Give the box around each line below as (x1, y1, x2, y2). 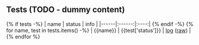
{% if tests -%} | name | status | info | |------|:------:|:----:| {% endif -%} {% (6, 20, 194, 27)
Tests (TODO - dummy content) (6, 5, 125, 15)
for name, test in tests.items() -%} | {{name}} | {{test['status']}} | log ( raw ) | (6, 27, 191, 34)
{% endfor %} (6, 33, 41, 40)
